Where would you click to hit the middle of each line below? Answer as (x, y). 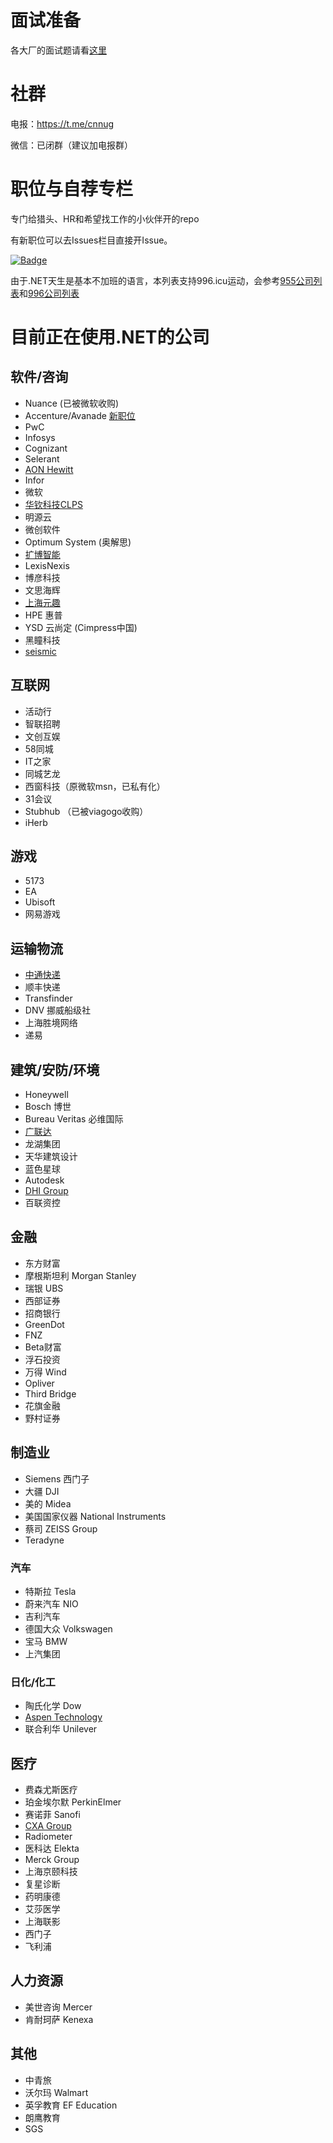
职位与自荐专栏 (72, 189)
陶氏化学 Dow (53, 1706)
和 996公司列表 (49, 293)
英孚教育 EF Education (71, 2105)
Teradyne (44, 1540)
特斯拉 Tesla (50, 1591)
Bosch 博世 (48, 1107)
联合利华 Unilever (61, 1729)
